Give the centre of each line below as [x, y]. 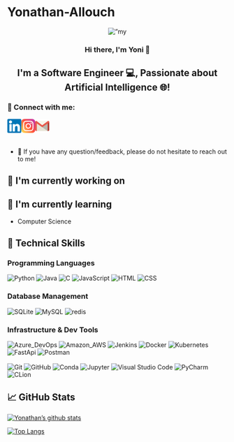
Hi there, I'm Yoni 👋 [117, 50]
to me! [27, 159]
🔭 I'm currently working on [66, 181]
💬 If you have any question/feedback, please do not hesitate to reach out [122, 152]
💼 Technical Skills [46, 243]
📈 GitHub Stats [41, 398]
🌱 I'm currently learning [60, 204]
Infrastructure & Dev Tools [53, 330]
